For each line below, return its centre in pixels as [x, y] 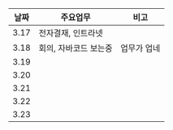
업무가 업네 [141, 48]
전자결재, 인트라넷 [71, 33]
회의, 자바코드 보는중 [76, 48]
